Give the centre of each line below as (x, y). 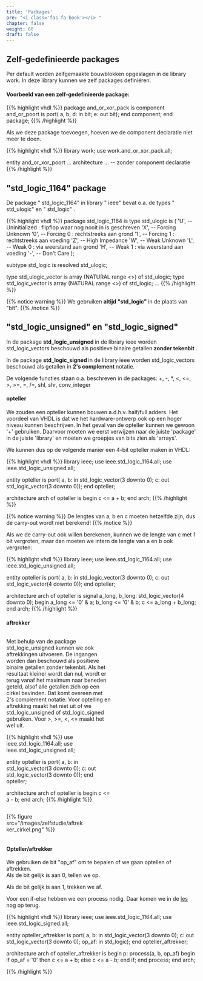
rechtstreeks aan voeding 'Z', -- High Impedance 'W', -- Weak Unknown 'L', (100, 240)
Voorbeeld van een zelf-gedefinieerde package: (68, 94)
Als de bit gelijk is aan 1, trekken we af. (55, 887)
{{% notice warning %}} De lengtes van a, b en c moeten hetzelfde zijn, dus (101, 516)
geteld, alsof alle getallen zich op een (53, 687)
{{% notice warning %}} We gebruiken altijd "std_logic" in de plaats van (97, 301)
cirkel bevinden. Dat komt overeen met (55, 693)
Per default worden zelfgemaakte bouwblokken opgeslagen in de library (96, 74)
